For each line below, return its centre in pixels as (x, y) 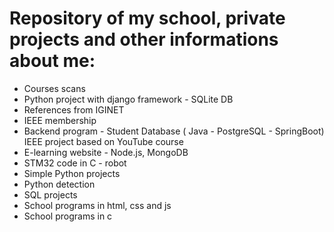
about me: (52, 61)
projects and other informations (144, 39)
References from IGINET (74, 109)
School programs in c (68, 216)
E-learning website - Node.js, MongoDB (106, 152)
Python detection (59, 184)
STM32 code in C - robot (75, 163)
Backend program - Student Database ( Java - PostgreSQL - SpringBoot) (174, 131)
